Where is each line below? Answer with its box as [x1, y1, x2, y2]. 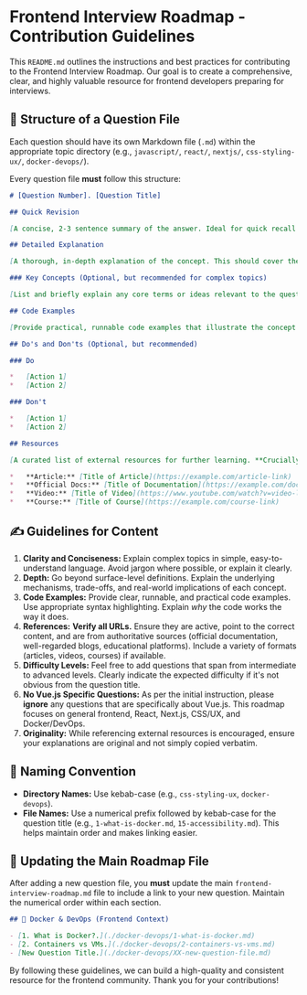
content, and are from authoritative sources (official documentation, [22, 630, 279, 641]
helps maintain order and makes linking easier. [22, 827, 198, 838]
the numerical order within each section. [9, 897, 162, 908]
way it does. [22, 611, 69, 622]
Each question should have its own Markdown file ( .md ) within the [9, 135, 256, 147]
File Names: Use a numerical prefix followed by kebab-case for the [22, 808, 277, 818]
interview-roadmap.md [9, 889, 92, 898]
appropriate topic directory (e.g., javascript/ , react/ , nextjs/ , [9, 145, 244, 156]
